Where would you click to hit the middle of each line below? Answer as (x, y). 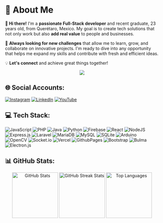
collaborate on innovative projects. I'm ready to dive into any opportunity (78, 48)
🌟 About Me (29, 10)
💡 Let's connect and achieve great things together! (57, 63)
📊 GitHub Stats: (30, 161)
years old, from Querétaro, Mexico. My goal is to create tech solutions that (80, 28)
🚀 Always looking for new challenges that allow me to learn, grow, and (77, 43)
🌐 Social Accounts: (35, 88)
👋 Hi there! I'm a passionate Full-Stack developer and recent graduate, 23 (81, 23)
